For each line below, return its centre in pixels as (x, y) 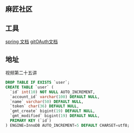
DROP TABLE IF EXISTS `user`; (38, 83)
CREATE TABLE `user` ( (30, 87)
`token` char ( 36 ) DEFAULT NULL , (45, 106)
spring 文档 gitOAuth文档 (32, 42)
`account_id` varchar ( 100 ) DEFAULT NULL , (55, 97)
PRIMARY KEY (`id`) (31, 121)
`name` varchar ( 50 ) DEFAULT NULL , (47, 102)
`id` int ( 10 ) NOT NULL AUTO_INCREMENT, (53, 92)
